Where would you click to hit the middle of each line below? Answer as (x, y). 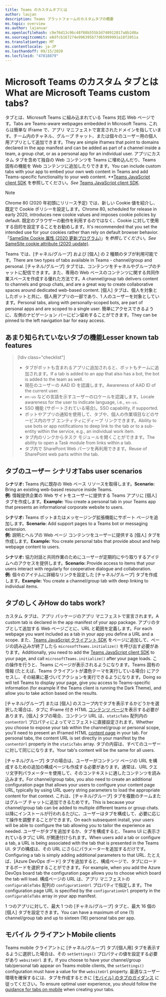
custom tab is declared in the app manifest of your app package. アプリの (81, 622)
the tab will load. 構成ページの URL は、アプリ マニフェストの (68, 879)
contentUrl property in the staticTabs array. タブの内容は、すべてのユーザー (83, 744)
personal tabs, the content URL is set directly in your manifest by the (75, 738)
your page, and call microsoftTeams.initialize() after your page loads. (79, 658)
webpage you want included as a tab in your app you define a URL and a (79, 634)
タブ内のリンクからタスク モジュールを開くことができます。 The (90, 437)
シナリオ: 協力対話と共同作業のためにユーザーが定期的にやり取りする (76, 557)
